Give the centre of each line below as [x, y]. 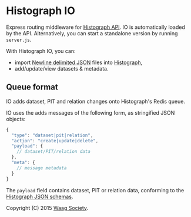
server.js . [19, 39]
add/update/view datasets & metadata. [61, 68]
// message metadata [42, 168]
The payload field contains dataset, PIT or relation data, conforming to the [95, 190]
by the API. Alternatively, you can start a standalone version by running [92, 33]
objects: [16, 119]
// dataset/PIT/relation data [54, 152]
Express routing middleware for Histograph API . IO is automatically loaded [95, 27]
